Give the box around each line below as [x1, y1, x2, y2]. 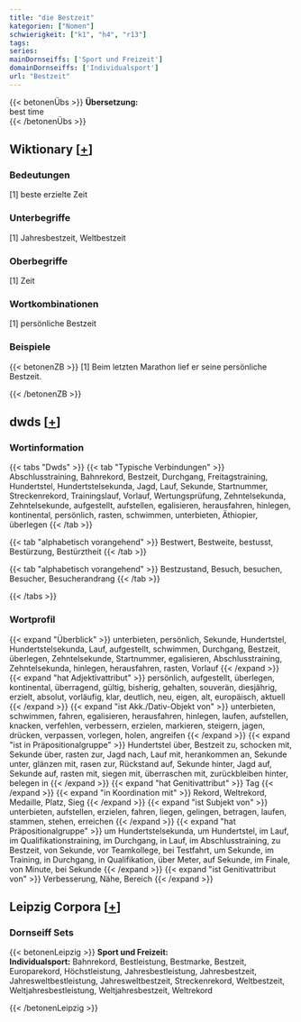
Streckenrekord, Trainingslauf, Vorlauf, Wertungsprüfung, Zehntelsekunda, [9, 490, 287, 501]
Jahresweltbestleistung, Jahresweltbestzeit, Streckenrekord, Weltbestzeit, [9, 975, 286, 987]
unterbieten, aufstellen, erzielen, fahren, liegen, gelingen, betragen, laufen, [9, 806, 287, 817]
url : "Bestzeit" [9, 72, 70, 81]
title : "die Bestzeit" [9, 13, 95, 23]
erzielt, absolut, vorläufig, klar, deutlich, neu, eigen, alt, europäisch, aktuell [9, 691, 286, 702]
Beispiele [9, 341, 51, 353]
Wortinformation [9, 441, 84, 453]
